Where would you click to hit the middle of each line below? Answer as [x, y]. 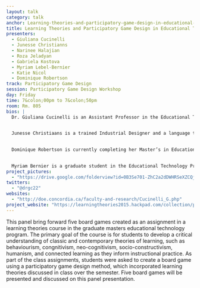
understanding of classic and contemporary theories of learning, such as [96, 241]
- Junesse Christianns [40, 45]
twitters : [18, 182]
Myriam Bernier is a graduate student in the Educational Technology [99, 166]
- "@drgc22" [26, 188]
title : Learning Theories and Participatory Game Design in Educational [98, 28]
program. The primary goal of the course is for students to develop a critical [99, 234]
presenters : [21, 34]
